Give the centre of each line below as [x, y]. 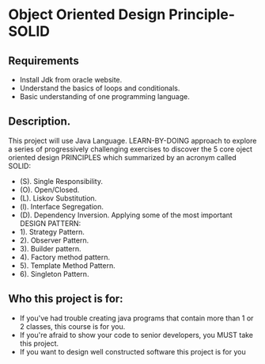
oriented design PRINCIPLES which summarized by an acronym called [122, 157]
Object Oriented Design [87, 15]
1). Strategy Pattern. [52, 232]
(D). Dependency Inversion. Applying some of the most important [126, 215]
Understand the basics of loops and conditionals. [100, 88]
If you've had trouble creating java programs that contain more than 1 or [136, 318]
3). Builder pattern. [50, 248]
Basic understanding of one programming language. [104, 96]
